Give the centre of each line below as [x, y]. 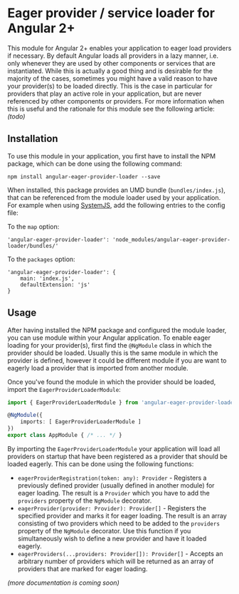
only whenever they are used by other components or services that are [111, 63]
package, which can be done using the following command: [95, 163]
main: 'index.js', [47, 278]
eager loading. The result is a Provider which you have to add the [113, 493]
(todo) [16, 116]
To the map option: [33, 226]
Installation [33, 139]
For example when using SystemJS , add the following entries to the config [116, 205]
